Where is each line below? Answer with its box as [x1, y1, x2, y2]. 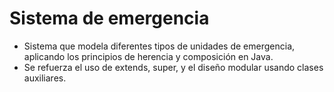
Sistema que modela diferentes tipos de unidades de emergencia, [23, 40, 296, 52]
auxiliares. [23, 72, 67, 84]
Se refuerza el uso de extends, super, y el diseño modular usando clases [23, 61, 324, 73]
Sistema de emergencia [9, 7, 210, 30]
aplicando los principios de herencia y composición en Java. [23, 50, 274, 62]
